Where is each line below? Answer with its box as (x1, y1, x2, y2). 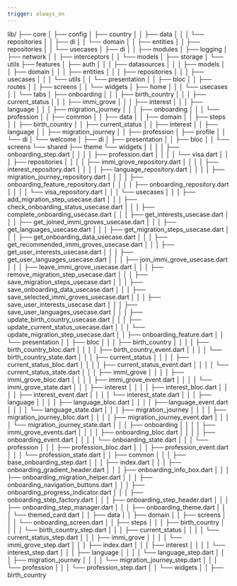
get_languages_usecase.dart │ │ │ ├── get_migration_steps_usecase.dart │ (7, 225, 230, 233)
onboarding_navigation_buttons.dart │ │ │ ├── (7, 480, 145, 488)
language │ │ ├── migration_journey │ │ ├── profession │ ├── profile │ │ (7, 127, 226, 136)
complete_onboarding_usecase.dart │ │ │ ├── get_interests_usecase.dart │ (7, 210, 230, 218)
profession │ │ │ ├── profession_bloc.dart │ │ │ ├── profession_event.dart (7, 443, 229, 451)
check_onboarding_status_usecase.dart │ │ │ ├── (7, 202, 155, 211)
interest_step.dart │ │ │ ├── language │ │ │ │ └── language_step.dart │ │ (7, 548, 225, 556)
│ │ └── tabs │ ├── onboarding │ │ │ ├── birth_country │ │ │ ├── (7, 90, 207, 98)
